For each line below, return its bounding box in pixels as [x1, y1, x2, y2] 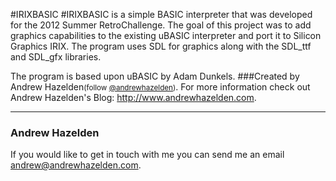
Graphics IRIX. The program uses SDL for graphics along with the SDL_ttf [10, 40, 312, 52]
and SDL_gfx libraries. [10, 51, 102, 63]
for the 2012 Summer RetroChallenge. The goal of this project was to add [10, 19, 312, 31]
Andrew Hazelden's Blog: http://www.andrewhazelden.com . [10, 92, 257, 103]
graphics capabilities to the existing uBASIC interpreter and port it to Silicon [10, 30, 322, 41]
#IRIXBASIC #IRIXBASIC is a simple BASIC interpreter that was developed [10, 9, 313, 20]
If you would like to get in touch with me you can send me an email [10, 149, 285, 161]
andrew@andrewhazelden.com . [10, 159, 142, 171]
